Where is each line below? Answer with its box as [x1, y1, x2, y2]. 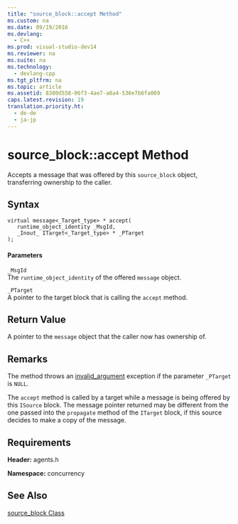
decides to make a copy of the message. [7, 416, 126, 424]
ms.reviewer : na [7, 50, 55, 58]
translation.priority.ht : [7, 103, 84, 110]
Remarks [7, 353, 48, 365]
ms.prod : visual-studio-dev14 [7, 43, 97, 50]
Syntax [7, 198, 40, 210]
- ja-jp [13, 116, 37, 123]
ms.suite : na [7, 57, 46, 64]
